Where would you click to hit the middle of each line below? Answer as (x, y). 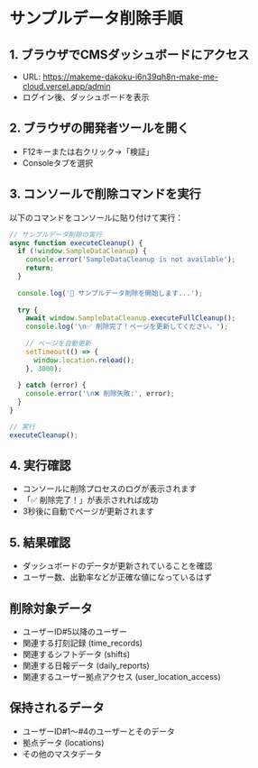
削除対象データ (51, 608)
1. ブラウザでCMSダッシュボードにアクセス (129, 55)
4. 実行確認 (40, 466)
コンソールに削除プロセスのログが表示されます (109, 489)
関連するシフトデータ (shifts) (76, 654)
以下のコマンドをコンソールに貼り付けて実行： (96, 217)
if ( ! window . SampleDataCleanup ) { (82, 251)
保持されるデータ (57, 708)
